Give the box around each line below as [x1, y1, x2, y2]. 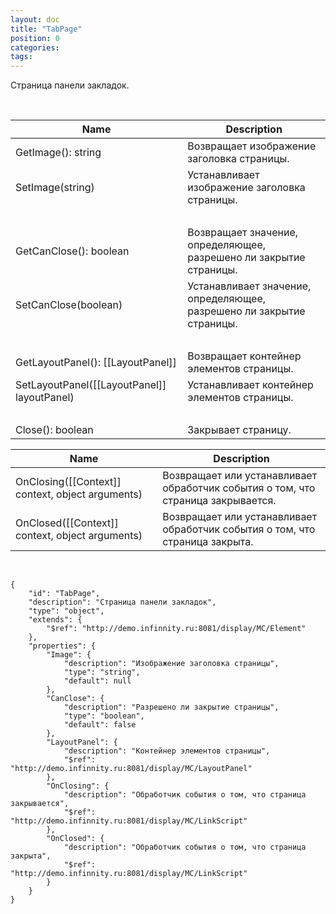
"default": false [63, 720, 137, 730]
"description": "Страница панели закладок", [28, 597, 217, 608]
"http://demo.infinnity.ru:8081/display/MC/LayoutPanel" [10, 764, 253, 774]
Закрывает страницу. [187, 423, 292, 437]
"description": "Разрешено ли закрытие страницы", [63, 702, 280, 713]
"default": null [63, 676, 132, 686]
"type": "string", [63, 667, 141, 678]
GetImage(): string [15, 146, 102, 160]
